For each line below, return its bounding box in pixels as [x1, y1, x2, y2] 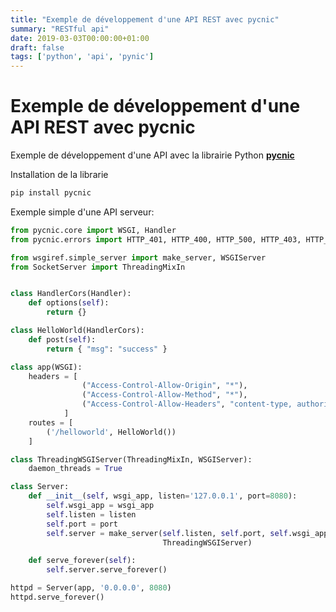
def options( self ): [28, 298, 110, 308]
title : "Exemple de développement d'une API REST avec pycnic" [10, 14, 280, 25]
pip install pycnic [10, 188, 92, 198]
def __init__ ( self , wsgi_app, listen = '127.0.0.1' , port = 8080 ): [28, 491, 298, 501]
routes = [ [28, 417, 74, 428]
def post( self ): [28, 334, 97, 345]
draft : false [10, 42, 65, 53]
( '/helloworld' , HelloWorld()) [46, 427, 177, 437]
